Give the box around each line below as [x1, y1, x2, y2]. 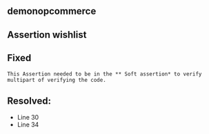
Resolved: [7, 95, 52, 107]
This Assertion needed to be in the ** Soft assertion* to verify [7, 70, 202, 78]
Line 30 [17, 113, 39, 122]
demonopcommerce [7, 5, 97, 17]
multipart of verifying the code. [7, 76, 107, 83]
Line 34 [17, 120, 39, 129]
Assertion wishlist [7, 29, 87, 41]
